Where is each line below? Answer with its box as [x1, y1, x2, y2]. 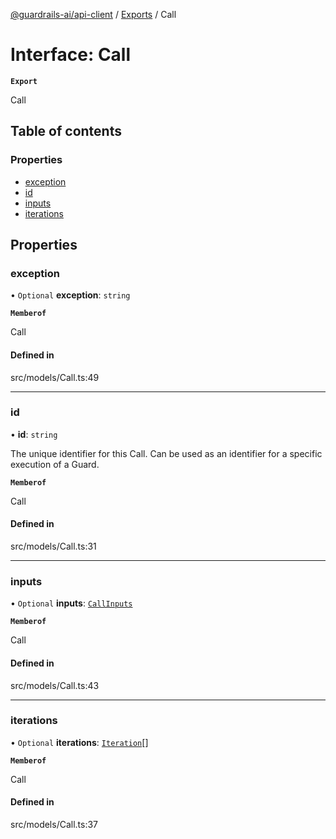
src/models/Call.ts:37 [10, 819, 99, 831]
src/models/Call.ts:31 [10, 540, 97, 553]
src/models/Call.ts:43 [10, 679, 100, 691]
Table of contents [10, 123, 122, 140]
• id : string [10, 428, 58, 440]
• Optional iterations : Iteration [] [10, 736, 149, 748]
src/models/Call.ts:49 [10, 371, 100, 383]
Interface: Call [10, 44, 132, 66]
